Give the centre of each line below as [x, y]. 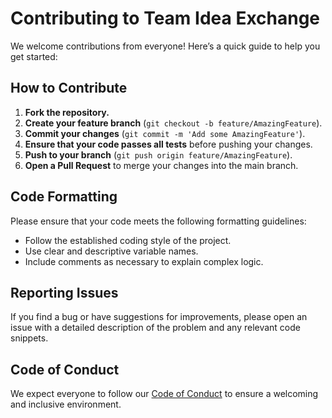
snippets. [29, 338]
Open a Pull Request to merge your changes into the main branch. [161, 165]
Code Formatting [64, 197]
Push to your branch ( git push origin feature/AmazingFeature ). [158, 154]
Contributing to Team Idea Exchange [165, 18]
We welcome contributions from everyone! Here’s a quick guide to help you [165, 46]
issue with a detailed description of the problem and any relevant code [155, 328]
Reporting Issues [64, 292]
